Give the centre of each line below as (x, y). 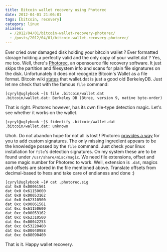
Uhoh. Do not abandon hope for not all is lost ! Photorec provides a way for (82, 135)
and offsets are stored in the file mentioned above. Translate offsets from (81, 167)
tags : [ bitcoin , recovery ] (33, 19)
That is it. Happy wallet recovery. (39, 244)
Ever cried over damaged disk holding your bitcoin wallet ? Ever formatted (82, 52)
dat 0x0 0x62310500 (26, 200)
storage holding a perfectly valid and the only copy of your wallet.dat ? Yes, (83, 57)
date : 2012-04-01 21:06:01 (33, 15)
